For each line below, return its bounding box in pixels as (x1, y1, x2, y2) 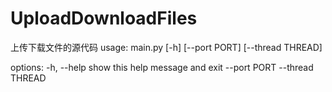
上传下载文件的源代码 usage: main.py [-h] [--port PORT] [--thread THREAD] (10, 41, 323, 53)
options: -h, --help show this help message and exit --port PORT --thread (10, 61, 314, 73)
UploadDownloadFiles (10, 7, 198, 30)
